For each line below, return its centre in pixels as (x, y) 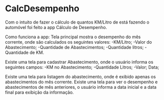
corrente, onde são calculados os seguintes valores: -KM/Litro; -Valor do (79, 42)
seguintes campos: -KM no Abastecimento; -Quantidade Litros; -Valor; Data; (82, 67)
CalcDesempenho (42, 9)
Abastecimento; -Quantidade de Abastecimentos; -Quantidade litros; (74, 47)
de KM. (37, 52)
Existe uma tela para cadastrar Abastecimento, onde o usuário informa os (79, 62)
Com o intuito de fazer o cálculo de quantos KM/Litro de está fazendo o (77, 22)
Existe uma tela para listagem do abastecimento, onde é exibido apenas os (81, 76)
